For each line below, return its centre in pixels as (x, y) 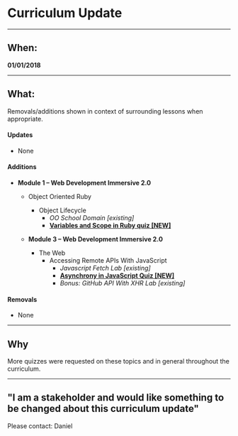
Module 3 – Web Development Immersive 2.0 (95, 239)
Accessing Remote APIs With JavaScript (108, 260)
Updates (20, 135)
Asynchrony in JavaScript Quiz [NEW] (117, 276)
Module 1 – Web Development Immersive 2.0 (84, 182)
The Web (52, 253)
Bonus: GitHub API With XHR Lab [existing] (123, 283)
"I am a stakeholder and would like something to (116, 398)
